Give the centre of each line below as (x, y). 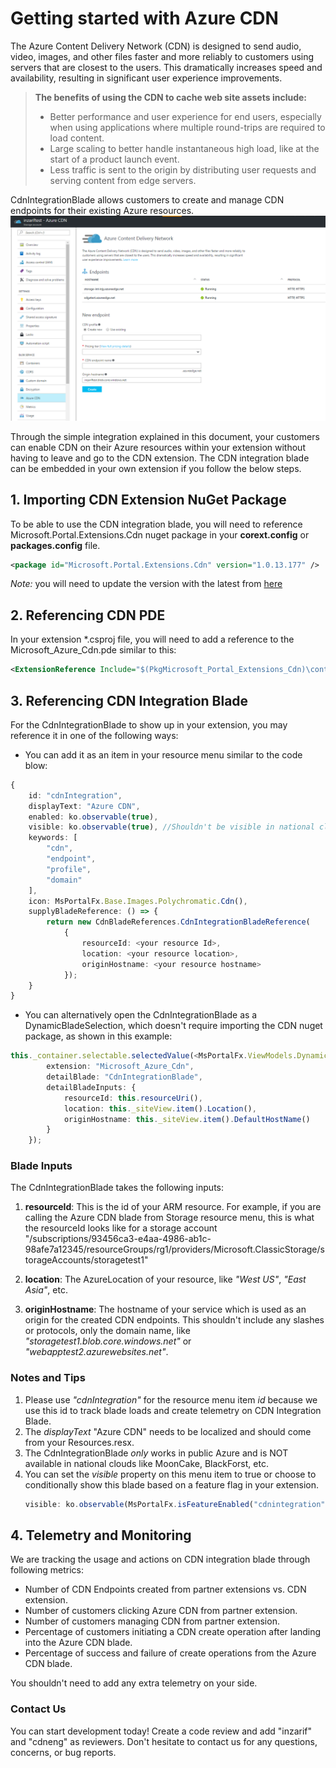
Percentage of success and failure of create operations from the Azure (170, 1653)
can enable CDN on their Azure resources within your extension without (158, 447)
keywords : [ (53, 838)
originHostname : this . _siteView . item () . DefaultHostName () (187, 1119)
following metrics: (47, 1570)
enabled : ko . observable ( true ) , (93, 817)
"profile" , (69, 869)
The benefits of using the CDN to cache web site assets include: (170, 97)
